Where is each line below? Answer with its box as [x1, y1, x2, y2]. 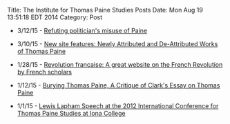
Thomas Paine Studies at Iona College [17, 110, 126, 117]
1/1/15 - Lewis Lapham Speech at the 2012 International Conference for [17, 102, 219, 110]
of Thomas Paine [17, 48, 66, 55]
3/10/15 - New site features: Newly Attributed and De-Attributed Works [17, 40, 218, 48]
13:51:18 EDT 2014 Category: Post [7, 13, 103, 21]
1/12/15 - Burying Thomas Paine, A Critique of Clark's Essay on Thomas [17, 81, 220, 89]
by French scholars [17, 68, 73, 76]
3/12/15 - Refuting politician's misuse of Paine [17, 27, 148, 34]
